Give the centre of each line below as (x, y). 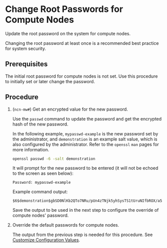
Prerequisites (26, 64)
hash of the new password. (40, 124)
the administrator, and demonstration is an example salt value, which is (85, 139)
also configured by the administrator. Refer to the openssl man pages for (86, 144)
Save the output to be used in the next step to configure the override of (85, 210)
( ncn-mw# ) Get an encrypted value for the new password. (70, 109)
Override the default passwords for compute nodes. (66, 225)
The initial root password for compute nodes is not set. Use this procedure (82, 76)
